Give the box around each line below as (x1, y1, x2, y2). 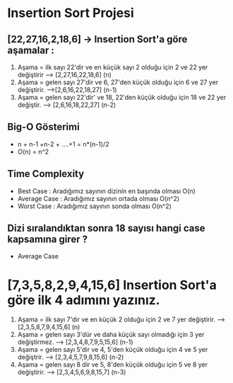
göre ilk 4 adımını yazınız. (7, 292, 160, 308)
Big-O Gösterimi (7, 121, 80, 133)
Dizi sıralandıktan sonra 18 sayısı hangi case (7, 222, 206, 234)
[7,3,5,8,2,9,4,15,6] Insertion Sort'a (7, 277, 217, 293)
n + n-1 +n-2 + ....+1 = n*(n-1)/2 (17, 139, 109, 148)
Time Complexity (7, 168, 85, 180)
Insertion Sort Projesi (7, 5, 134, 21)
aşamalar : (7, 44, 54, 56)
